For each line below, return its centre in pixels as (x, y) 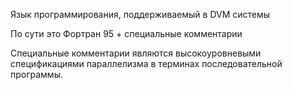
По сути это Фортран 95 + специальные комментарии (126, 33)
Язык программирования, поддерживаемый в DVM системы (140, 14)
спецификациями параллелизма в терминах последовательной (146, 63)
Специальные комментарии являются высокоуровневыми (136, 53)
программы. (36, 74)
